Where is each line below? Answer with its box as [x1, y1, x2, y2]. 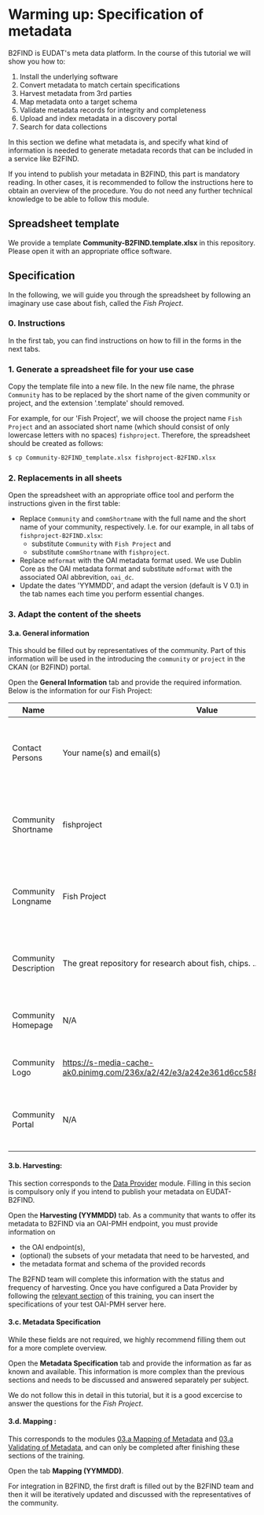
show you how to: [8, 57, 66, 66]
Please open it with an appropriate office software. [8, 246, 172, 256]
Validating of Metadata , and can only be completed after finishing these [8, 1443, 240, 1452]
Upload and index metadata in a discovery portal [19, 113, 178, 123]
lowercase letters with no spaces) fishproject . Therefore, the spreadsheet [8, 430, 251, 440]
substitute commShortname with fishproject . [31, 547, 170, 557]
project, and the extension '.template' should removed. [8, 399, 185, 408]
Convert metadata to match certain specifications [19, 80, 181, 90]
